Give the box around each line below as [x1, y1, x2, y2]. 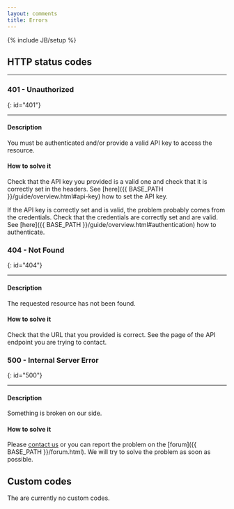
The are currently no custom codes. [7, 494, 110, 502]
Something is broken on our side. [7, 409, 102, 418]
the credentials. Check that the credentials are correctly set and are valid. [7, 213, 218, 221]
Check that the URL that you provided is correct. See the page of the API [7, 330, 216, 338]
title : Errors [7, 17, 49, 24]
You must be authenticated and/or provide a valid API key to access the [7, 139, 212, 147]
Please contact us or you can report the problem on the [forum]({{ [7, 440, 197, 449]
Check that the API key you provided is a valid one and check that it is [7, 178, 208, 186]
